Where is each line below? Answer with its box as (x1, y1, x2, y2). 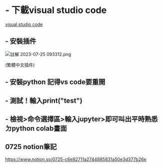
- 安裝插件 (5, 37, 36, 45)
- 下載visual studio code (5, 4, 107, 16)
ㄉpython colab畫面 (5, 124, 67, 133)
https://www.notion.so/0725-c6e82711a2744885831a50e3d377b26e (5, 156, 146, 162)
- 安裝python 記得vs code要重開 (5, 78, 105, 86)
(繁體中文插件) (5, 62, 35, 68)
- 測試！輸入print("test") (5, 96, 82, 105)
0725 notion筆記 (5, 143, 57, 151)
